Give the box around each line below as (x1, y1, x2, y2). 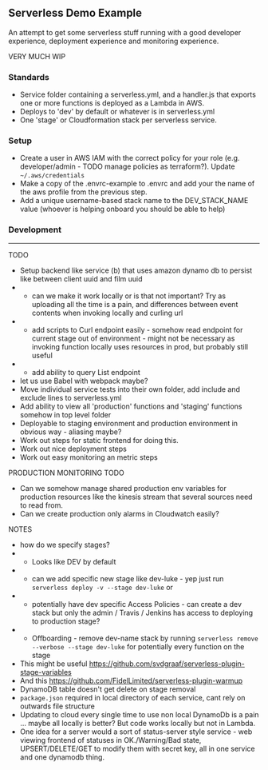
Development (8, 224, 62, 235)
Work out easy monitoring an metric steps (19, 452, 158, 462)
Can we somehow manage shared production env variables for (19, 483, 227, 493)
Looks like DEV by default (31, 557, 116, 566)
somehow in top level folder (19, 409, 112, 419)
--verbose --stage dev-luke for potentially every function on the (31, 641, 245, 651)
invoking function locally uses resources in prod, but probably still (31, 341, 249, 351)
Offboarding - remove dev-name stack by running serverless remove (31, 633, 258, 643)
